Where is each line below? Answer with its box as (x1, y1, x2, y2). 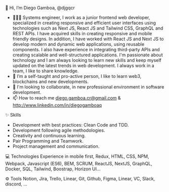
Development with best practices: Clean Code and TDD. (12, 122, 129, 128)
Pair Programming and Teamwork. (12, 138, 84, 144)
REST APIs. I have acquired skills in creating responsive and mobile (12, 31, 152, 36)
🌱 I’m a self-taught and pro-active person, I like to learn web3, (12, 73, 142, 79)
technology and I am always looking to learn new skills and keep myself (12, 57, 161, 63)
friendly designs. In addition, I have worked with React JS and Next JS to (12, 36, 164, 42)
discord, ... (5, 181, 28, 187)
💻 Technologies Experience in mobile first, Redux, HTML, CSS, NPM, (5, 153, 149, 159)
